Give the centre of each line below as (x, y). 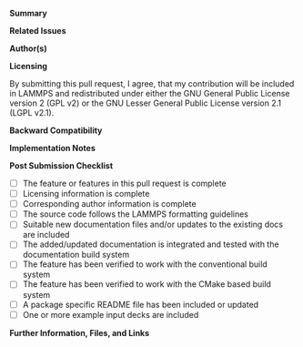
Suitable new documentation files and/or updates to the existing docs (153, 225)
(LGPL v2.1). (32, 112)
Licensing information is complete (86, 194)
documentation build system (76, 255)
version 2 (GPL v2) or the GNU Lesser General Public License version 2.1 (146, 103)
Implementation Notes (52, 148)
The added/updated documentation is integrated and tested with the (151, 244)
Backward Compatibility (56, 130)
